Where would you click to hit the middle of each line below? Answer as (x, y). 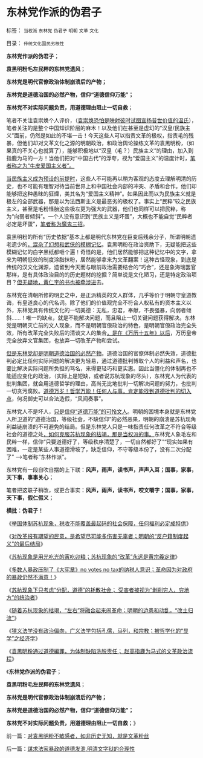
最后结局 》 (33, 544)
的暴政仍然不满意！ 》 (33, 577)
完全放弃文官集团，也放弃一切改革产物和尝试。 (64, 340)
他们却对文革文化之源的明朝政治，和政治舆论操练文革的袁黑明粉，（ (105, 143)
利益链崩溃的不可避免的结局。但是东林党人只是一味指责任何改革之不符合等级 (101, 426)
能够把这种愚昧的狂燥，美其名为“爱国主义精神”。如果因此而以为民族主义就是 (101, 194)
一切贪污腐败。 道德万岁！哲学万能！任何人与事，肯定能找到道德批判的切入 (99, 391)
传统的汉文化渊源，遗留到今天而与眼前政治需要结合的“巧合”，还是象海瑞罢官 (101, 267)
